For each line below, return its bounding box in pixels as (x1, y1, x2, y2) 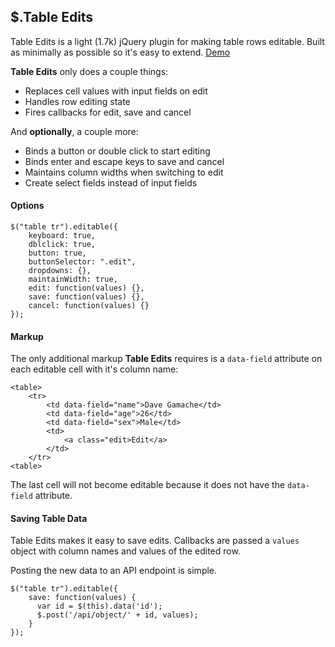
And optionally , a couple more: (10, 125, 139, 137)
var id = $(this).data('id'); (36, 601, 163, 612)
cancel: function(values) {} (28, 301, 150, 311)
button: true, (28, 248, 87, 259)
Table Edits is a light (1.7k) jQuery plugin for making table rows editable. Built (10, 35, 325, 47)
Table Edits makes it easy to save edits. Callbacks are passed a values (10, 535, 300, 547)
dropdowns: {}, (28, 266, 92, 276)
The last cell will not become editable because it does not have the (10, 479, 286, 491)
